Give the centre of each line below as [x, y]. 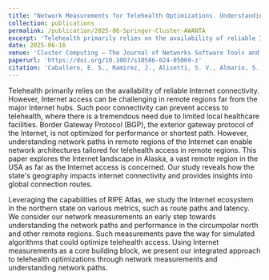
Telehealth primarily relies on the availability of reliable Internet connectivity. [134, 90]
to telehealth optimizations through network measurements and [113, 259]
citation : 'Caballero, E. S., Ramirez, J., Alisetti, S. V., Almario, [128, 68]
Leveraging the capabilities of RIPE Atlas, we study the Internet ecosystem [131, 199]
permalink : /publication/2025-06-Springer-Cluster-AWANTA [107, 30]
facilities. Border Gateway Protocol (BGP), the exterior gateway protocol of [131, 124]
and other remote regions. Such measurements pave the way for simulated [132, 234]
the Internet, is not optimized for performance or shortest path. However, [128, 133]
